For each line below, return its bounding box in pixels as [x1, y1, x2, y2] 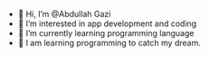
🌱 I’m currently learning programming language [17, 28, 195, 38]
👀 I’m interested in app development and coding [17, 18, 197, 29]
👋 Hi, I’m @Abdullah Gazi [17, 9, 111, 19]
